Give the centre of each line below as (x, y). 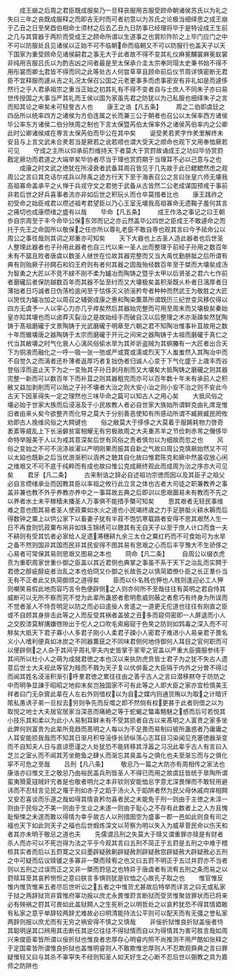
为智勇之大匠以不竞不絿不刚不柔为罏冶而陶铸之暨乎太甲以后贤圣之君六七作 (114, 273)
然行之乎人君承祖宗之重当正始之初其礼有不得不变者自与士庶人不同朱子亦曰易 (117, 89)
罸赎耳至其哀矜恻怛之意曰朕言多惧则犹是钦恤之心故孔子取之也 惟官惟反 (115, 878)
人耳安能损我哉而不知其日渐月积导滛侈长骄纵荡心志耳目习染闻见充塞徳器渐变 (117, 738)
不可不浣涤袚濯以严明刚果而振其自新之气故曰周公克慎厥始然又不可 (133, 448)
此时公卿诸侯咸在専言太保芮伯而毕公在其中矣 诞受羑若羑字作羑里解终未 (115, 133)
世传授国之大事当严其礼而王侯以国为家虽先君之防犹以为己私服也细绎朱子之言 (117, 98)
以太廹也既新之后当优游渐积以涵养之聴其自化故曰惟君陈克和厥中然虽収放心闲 (117, 457)
